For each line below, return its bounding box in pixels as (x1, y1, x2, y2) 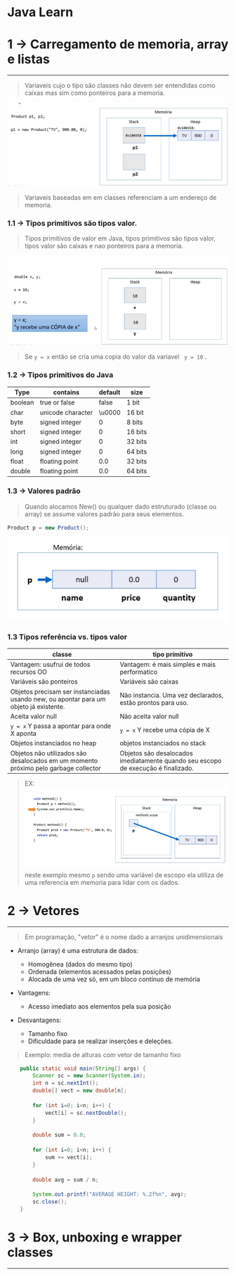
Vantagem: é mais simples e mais (119, 661, 216, 668)
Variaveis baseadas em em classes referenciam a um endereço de (24, 193, 217, 201)
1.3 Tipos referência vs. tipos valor (7, 632, 128, 642)
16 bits (126, 428, 147, 436)
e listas (7, 51, 51, 68)
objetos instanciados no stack (119, 739, 206, 748)
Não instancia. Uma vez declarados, (119, 691, 223, 699)
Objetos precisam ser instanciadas (10, 687, 110, 696)
